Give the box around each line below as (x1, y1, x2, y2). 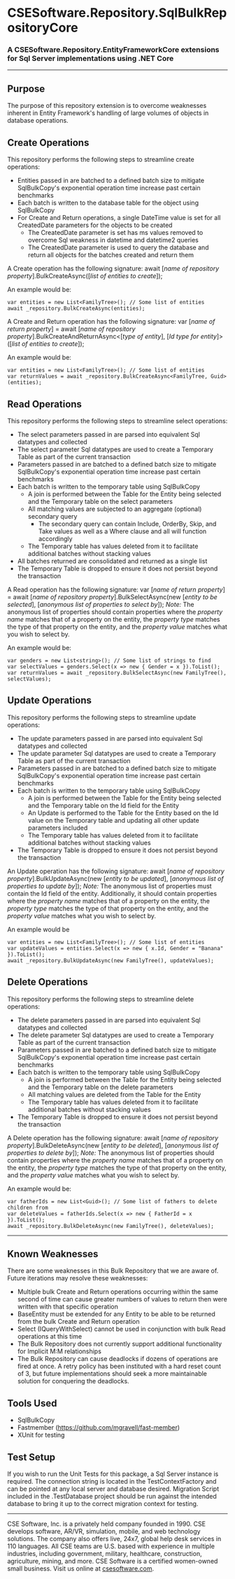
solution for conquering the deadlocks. (17, 1377, 129, 1386)
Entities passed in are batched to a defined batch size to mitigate (17, 177, 205, 185)
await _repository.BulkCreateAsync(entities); (7, 305, 145, 313)
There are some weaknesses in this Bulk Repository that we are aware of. (7, 1266, 219, 1275)
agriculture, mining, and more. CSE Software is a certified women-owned (7, 1557, 218, 1565)
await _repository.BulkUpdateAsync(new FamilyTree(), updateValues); (7, 957, 215, 964)
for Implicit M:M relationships (17, 1347, 101, 1355)
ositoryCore (7, 20, 78, 36)
